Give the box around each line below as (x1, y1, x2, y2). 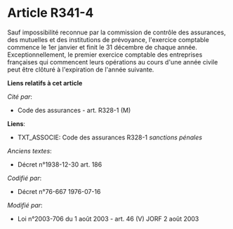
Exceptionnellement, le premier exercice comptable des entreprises (7, 50, 203, 59)
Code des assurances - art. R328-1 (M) (17, 106, 131, 114)
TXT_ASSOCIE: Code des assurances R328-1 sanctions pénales (17, 133, 202, 141)
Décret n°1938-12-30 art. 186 (17, 160, 102, 169)
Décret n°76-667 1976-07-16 (17, 187, 101, 195)
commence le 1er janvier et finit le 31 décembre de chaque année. (7, 43, 198, 51)
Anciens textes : (7, 146, 53, 155)
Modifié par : (7, 201, 44, 209)
